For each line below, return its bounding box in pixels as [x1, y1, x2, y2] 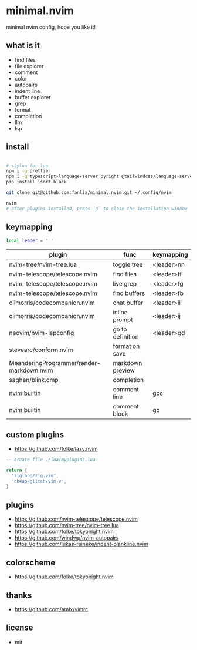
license [6, 623, 33, 633]
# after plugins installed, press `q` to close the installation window [6, 206, 188, 212]
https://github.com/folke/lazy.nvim [14, 445, 98, 453]
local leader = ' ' [6, 237, 54, 243]
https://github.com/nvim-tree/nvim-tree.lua [14, 522, 119, 529]
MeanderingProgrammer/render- [9, 359, 101, 367]
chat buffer [113, 299, 144, 307]
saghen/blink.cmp [9, 376, 59, 384]
